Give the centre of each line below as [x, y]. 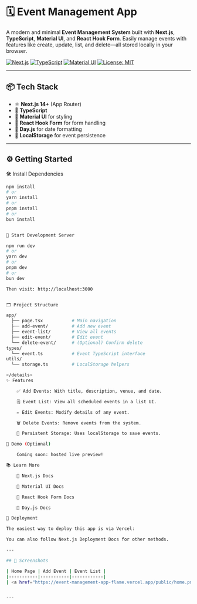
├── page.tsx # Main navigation [64, 321]
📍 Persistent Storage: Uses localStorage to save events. [89, 433]
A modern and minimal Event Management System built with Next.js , [90, 32]
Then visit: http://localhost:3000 [50, 289]
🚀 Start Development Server [40, 235]
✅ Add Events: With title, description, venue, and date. [89, 391]
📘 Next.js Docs [35, 476]
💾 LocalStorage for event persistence [60, 135]
